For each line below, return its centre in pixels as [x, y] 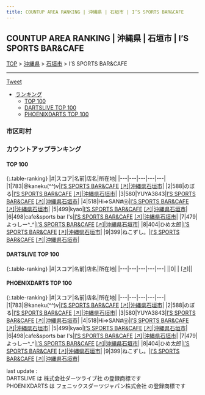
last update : [22, 371]
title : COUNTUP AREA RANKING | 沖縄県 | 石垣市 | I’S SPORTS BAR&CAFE [95, 12]
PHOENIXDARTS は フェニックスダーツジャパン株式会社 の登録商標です [96, 386]
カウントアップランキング [44, 149]
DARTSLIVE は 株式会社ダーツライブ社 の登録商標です [74, 378]
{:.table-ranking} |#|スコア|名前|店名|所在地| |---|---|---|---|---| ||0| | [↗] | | [99, 269]
